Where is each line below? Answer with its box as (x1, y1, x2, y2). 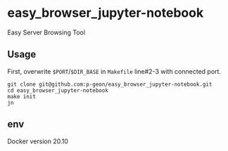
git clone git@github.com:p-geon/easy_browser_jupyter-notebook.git (7, 81, 213, 88)
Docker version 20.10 (7, 137, 69, 145)
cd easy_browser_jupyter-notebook (7, 86, 109, 94)
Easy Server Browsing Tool (7, 28, 86, 37)
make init (7, 93, 37, 100)
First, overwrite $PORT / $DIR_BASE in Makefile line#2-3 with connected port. (7, 67, 222, 75)
